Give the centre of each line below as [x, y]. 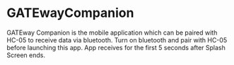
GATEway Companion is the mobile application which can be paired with [112, 32]
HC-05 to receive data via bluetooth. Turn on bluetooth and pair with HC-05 [117, 40]
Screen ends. [26, 55]
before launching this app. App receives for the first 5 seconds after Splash [116, 47]
